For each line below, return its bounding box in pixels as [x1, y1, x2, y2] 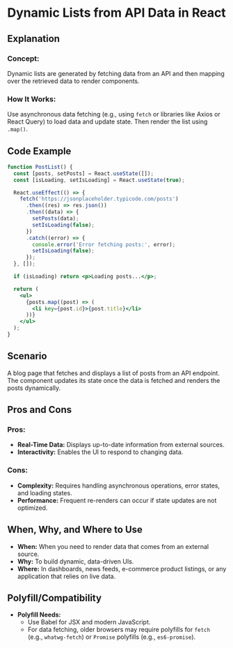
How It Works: [7, 94, 56, 104]
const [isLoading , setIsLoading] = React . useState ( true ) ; [13, 176, 186, 183]
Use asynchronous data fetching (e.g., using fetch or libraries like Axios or [7, 110, 221, 119]
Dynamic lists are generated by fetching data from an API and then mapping [7, 69, 225, 77]
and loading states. [17, 488, 72, 497]
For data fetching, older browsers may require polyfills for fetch [27, 626, 211, 634]
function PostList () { [7, 163, 73, 170]
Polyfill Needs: [17, 610, 61, 619]
